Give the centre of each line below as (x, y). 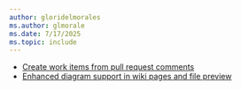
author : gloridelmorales (55, 17)
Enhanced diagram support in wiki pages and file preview (127, 77)
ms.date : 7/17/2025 (45, 34)
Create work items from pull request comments (108, 67)
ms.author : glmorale (47, 26)
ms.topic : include (43, 42)
